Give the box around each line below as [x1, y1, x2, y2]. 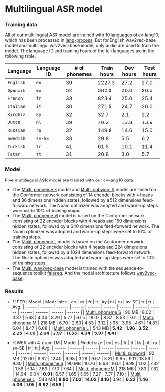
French [7, 96, 23, 101]
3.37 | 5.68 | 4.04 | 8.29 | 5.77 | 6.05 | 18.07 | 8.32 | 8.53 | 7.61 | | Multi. [12, 315, 155, 321]
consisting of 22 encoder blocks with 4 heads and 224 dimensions [12, 244, 147, 250]
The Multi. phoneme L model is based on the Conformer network [12, 239, 144, 244]
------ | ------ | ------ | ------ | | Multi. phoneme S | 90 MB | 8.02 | [20, 309, 154, 315]
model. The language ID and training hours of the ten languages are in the [5, 48, 155, 54]
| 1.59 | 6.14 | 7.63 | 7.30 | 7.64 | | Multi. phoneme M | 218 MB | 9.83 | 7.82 [12, 366, 159, 372]
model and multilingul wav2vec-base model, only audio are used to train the [5, 43, 159, 49]
